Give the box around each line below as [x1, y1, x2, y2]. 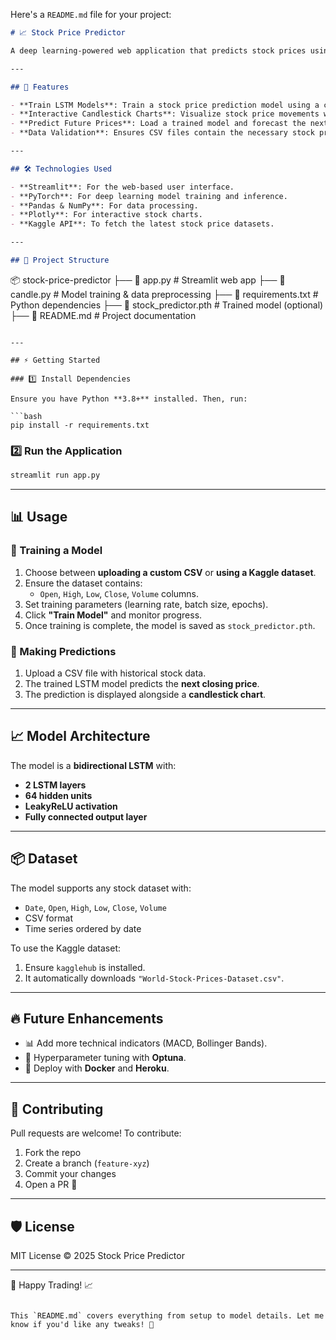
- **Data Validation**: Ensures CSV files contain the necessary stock [10, 128, 315, 138]
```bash [10, 411, 43, 421]
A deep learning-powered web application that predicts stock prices [10, 45, 307, 56]
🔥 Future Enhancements [10, 1010, 164, 1028]
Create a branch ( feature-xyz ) [24, 1157, 150, 1169]
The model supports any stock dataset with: [10, 882, 192, 894]
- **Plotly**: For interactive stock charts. [10, 210, 203, 220]
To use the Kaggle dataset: [10, 942, 122, 954]
